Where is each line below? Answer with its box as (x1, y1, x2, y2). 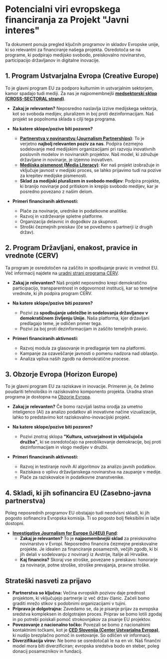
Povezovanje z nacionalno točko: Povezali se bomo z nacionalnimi (12, 621, 151, 627)
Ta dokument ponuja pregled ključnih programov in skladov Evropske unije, (5, 41, 160, 47)
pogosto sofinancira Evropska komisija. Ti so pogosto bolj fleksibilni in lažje (5, 515, 161, 521)
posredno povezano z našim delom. (19, 188, 94, 194)
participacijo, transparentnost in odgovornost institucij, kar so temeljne (12, 285, 158, 291)
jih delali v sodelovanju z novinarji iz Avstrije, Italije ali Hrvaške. (19, 551, 149, 557)
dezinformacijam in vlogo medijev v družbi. (19, 444, 109, 450)
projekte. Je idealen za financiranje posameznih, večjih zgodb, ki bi (19, 546, 158, 552)
